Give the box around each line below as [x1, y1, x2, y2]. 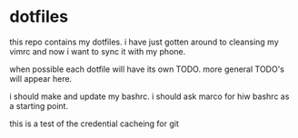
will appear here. [9, 73, 73, 84]
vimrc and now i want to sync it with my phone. [9, 45, 186, 56]
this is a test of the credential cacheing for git [9, 118, 179, 129]
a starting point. [9, 100, 69, 111]
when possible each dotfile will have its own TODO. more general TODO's [9, 64, 284, 74]
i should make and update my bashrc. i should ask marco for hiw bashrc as [9, 91, 290, 102]
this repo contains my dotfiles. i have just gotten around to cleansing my [9, 36, 279, 47]
